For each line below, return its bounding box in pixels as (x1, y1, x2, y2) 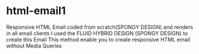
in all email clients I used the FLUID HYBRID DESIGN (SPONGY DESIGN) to (6, 29, 188, 36)
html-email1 (6, 4, 66, 18)
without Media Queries (6, 42, 62, 49)
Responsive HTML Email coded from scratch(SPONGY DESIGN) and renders (6, 23, 194, 31)
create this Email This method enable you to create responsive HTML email (6, 36, 191, 43)
